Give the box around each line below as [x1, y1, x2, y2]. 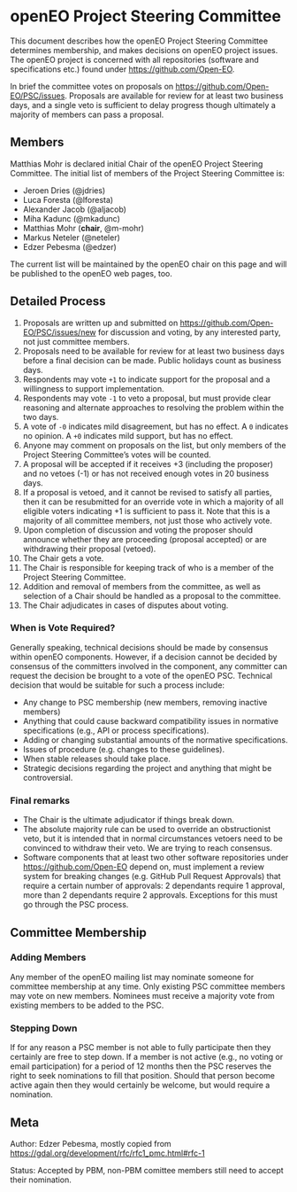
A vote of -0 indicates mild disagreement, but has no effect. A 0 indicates [22, 421, 289, 432]
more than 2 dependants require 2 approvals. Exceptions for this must [22, 890, 278, 900]
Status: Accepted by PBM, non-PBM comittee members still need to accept [10, 1165, 284, 1175]
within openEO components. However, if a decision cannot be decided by [10, 651, 278, 662]
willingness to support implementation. [22, 383, 164, 393]
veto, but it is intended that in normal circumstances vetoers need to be [22, 833, 284, 844]
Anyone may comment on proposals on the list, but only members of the [22, 440, 286, 450]
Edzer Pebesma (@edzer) [22, 241, 118, 252]
